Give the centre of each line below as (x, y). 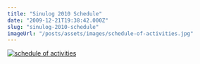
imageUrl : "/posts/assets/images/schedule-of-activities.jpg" (100, 33)
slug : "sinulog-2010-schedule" (53, 27)
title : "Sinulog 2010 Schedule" (55, 14)
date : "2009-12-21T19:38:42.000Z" (58, 20)
